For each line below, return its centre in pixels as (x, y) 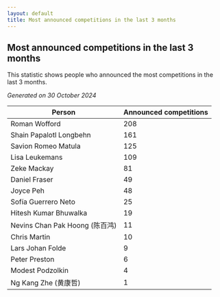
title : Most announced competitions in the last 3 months (91, 20)
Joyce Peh (27, 191)
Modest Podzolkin (39, 270)
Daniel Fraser (32, 180)
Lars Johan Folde (38, 248)
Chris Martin (30, 237)
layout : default (30, 13)
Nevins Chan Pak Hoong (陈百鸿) (64, 226)
